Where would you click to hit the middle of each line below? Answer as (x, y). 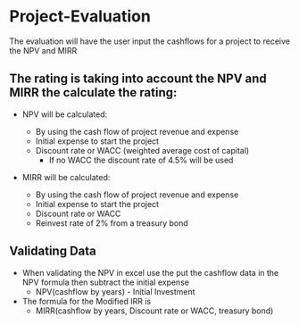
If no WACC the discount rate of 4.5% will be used (141, 160)
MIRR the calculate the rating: (93, 92)
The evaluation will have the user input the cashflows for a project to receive (149, 41)
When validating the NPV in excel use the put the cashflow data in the (150, 272)
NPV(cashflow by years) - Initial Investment (115, 291)
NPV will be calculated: (65, 114)
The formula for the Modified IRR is (87, 301)
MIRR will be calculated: (66, 177)
